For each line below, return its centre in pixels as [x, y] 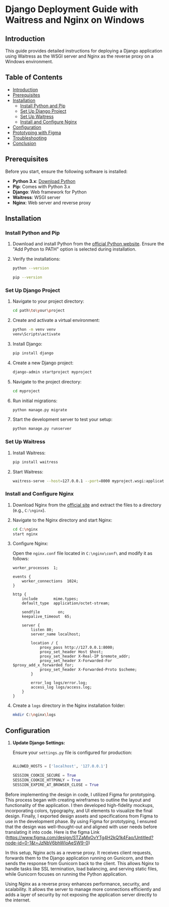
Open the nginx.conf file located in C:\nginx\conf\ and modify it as [82, 553]
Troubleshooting [30, 138]
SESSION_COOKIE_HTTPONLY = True [46, 780]
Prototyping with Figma [37, 132]
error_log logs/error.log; [59, 683]
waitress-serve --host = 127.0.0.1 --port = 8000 [61, 481]
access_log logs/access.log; [62, 687]
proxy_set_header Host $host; [71, 652]
